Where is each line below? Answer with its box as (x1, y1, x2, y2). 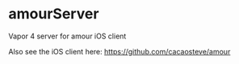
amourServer (8, 5, 99, 23)
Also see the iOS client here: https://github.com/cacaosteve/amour (8, 46, 231, 56)
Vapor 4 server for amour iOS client (8, 31, 127, 41)
